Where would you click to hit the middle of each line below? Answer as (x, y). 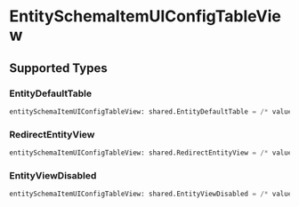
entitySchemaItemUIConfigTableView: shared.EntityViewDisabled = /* (139, 194)
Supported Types (59, 68)
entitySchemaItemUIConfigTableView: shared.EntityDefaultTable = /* (139, 111)
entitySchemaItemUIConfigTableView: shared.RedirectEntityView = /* (139, 153)
